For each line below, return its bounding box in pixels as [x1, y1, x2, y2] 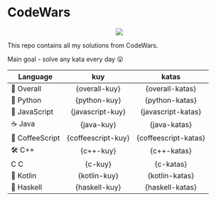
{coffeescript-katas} [136, 133, 206, 143]
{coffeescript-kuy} [66, 133, 130, 143]
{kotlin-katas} [148, 170, 194, 180]
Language [18, 72, 53, 82]
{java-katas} [150, 120, 192, 130]
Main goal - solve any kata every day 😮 [7, 55, 124, 63]
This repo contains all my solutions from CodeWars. [7, 40, 158, 50]
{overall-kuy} [75, 83, 121, 93]
